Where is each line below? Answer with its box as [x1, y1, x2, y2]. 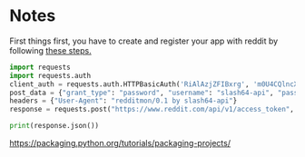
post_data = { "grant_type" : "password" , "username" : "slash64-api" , [9, 88, 274, 97]
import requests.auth [9, 71, 92, 80]
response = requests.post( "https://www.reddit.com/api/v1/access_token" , [9, 105, 295, 114]
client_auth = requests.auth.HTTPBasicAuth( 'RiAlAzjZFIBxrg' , [9, 79, 250, 89]
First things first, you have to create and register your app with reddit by [9, 35, 279, 46]
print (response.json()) [9, 122, 100, 131]
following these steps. [9, 44, 93, 55]
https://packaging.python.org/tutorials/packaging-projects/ [9, 138, 231, 149]
